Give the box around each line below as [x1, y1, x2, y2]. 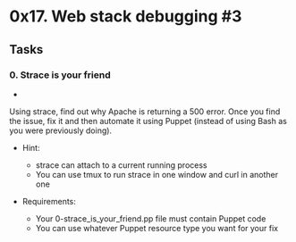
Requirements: [21, 196, 76, 206]
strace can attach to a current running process [35, 159, 207, 171]
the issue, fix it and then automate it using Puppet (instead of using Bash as [9, 115, 288, 126]
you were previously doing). [9, 125, 113, 136]
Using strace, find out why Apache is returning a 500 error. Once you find [9, 105, 281, 117]
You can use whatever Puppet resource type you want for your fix [35, 222, 279, 233]
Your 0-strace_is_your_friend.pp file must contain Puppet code [35, 213, 266, 224]
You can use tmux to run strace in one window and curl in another [35, 169, 279, 179]
